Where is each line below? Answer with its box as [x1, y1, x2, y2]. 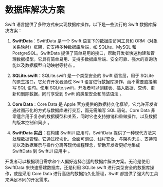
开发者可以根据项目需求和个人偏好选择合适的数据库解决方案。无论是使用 [5, 158, 150, 164]
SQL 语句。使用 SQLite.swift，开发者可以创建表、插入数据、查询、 [18, 85, 151, 91]
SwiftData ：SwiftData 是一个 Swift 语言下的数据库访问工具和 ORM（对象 [12, 37, 158, 44]
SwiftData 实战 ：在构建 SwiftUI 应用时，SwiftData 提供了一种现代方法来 [12, 130, 157, 135]
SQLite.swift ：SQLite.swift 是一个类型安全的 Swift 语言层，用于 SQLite [12, 73, 154, 78]
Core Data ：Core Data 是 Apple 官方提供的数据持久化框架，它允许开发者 [12, 101, 158, 107]
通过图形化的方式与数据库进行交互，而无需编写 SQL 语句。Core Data [12, 107, 150, 113]
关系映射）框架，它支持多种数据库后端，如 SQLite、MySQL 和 [12, 44, 137, 50]
